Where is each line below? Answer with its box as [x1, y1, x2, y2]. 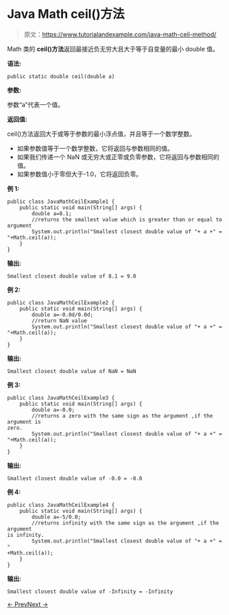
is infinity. [7, 531, 45, 538]
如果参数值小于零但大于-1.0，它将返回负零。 [16, 169, 143, 178]
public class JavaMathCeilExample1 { [7, 198, 115, 205]
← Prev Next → [7, 600, 49, 608]
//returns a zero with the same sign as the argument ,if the [32, 412, 213, 419]
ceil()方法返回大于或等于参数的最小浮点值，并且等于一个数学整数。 [7, 130, 196, 138]
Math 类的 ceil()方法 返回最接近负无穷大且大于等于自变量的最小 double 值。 [7, 45, 219, 53]
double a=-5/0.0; [32, 514, 81, 520]
